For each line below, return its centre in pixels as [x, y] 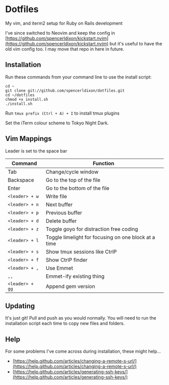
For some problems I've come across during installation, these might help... [83, 351]
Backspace [21, 180]
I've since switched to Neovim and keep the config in [60, 33]
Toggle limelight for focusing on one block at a [100, 237]
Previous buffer [64, 212]
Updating [20, 306]
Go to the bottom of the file [77, 188]
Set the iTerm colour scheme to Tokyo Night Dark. [57, 123]
